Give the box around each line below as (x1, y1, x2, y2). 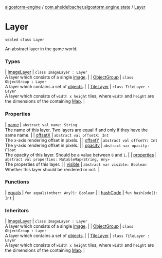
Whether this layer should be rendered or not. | (5, 166, 99, 172)
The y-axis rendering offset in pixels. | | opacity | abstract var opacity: (5, 142, 150, 148)
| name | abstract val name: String (5, 121, 77, 127)
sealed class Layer (5, 37, 45, 42)
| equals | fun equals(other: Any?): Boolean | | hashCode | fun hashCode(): (5, 190, 158, 196)
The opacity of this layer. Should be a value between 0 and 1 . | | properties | (5, 152, 157, 158)
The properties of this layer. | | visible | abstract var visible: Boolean (5, 161, 147, 167)
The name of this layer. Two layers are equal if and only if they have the (5, 127, 148, 133)
